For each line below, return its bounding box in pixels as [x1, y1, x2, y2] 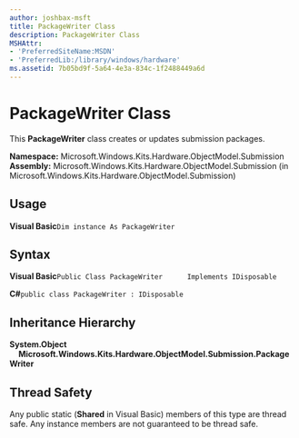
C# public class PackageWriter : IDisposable [9, 288, 184, 300]
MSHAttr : [9, 38, 43, 48]
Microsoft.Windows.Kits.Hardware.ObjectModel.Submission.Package [17, 349, 290, 360]
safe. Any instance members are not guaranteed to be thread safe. [9, 419, 259, 430]
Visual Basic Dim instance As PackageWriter [9, 220, 175, 232]
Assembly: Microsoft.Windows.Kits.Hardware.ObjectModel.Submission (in [9, 160, 289, 171]
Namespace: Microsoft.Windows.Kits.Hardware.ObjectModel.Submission [9, 151, 284, 162]
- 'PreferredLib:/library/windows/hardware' [9, 55, 181, 65]
